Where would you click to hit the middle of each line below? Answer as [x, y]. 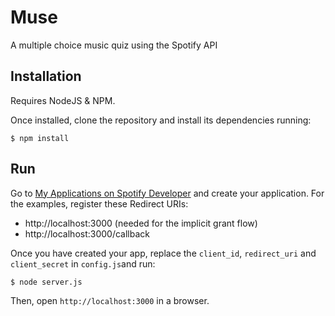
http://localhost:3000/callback [87, 233]
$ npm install [40, 138]
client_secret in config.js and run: [83, 263]
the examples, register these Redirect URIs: [99, 203]
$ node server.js [46, 282]
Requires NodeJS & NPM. [63, 100]
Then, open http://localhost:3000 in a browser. [110, 300]
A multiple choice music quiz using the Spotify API [114, 45]
